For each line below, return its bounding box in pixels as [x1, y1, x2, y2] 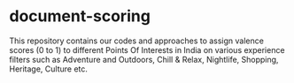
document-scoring [9, 6, 151, 26]
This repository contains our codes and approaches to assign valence [9, 35, 264, 46]
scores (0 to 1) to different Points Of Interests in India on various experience [9, 44, 285, 55]
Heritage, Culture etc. [9, 64, 89, 74]
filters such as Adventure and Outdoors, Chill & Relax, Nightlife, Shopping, [9, 54, 279, 64]
